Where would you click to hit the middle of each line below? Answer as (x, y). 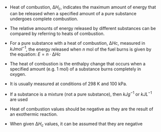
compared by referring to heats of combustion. (57, 33)
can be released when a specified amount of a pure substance (73, 13)
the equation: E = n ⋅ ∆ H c (35, 54)
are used (19, 99)
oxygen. (18, 74)
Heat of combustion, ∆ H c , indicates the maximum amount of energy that (83, 8)
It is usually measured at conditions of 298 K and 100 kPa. (68, 84)
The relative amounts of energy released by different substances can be (83, 28)
